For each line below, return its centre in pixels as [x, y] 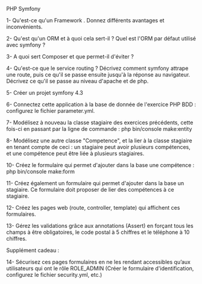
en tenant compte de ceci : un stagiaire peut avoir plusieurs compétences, [99, 147]
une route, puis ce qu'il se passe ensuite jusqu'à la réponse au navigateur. [98, 74]
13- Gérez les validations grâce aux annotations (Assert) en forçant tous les [100, 226]
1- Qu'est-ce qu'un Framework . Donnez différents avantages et [85, 20]
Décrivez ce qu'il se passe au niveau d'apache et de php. [77, 81]
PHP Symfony [24, 9]
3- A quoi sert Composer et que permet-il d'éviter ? [70, 56]
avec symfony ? [26, 45]
